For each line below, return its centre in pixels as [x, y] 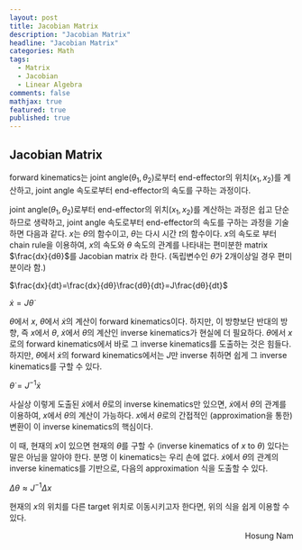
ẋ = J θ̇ [22, 302]
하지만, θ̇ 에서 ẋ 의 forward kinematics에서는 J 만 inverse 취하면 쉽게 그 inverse [148, 355]
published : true [40, 118]
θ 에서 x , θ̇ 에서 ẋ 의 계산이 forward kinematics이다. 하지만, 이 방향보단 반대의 [144, 321]
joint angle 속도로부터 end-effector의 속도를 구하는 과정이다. [143, 190]
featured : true [38, 110]
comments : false [40, 93]
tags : [19, 59]
